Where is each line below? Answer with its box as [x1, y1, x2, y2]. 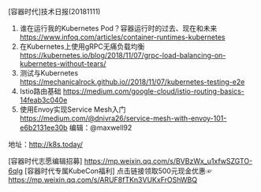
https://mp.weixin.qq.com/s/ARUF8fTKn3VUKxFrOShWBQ [8, 175, 198, 184]
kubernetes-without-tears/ [19, 59, 106, 68]
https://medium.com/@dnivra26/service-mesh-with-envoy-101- [19, 113, 227, 123]
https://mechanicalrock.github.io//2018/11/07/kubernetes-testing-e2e [19, 77, 245, 87]
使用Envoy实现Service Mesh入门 [19, 105, 126, 114]
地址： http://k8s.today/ [8, 140, 84, 149]
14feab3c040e [19, 95, 68, 105]
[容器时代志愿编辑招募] [8, 157, 83, 165]
